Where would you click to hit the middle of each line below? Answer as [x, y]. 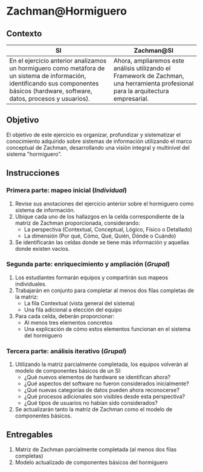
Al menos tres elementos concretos [68, 322]
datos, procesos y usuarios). [50, 98]
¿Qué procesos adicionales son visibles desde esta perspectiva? [105, 397]
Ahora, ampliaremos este [149, 61]
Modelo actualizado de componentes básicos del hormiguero [91, 462]
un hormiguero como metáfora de [57, 68]
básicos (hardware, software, [51, 91]
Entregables [30, 435]
